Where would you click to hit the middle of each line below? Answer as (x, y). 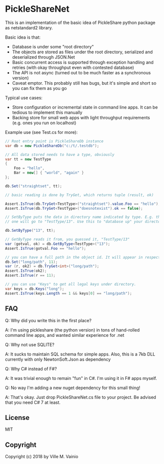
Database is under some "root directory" (53, 46)
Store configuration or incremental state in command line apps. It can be (85, 107)
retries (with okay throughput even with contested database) (73, 67)
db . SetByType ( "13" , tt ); (30, 231)
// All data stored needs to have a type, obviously (60, 155)
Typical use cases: (24, 98)
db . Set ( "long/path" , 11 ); (31, 262)
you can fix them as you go (39, 88)
